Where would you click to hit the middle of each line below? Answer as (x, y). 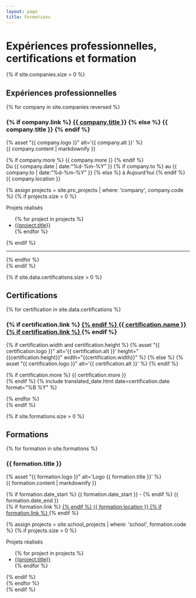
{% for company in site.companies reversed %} (63, 107)
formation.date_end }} (32, 500)
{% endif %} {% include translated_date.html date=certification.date (88, 381)
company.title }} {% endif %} (48, 129)
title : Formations (28, 17)
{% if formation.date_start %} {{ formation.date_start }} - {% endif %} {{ (92, 494)
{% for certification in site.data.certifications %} (64, 310)
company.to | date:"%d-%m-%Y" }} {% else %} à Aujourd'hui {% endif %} (96, 172)
